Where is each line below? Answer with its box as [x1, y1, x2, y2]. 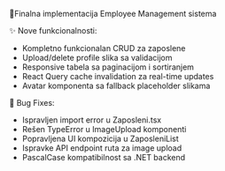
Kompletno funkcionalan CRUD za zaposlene [21, 43, 186, 53]
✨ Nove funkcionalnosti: [9, 26, 97, 35]
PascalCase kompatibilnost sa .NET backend [21, 152, 186, 162]
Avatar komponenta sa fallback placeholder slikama [21, 80, 211, 91]
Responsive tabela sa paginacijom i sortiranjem [21, 62, 195, 72]
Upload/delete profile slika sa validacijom [21, 53, 173, 63]
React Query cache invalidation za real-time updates [21, 71, 214, 81]
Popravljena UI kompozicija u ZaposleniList [21, 133, 179, 144]
